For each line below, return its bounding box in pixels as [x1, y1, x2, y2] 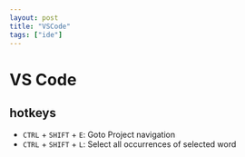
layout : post [9, 13, 59, 23]
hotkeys [9, 105, 56, 121]
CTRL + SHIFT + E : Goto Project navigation [22, 129, 175, 141]
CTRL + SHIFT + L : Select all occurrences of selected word [22, 139, 237, 150]
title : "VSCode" [9, 22, 71, 31]
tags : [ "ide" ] [9, 30, 64, 39]
